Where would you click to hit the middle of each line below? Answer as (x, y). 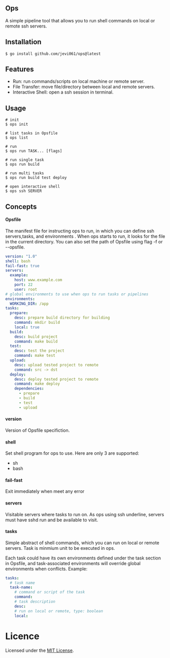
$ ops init (17, 124)
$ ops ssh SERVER (24, 191)
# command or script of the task (50, 592)
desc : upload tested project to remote (57, 365)
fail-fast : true (22, 266)
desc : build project (36, 337)
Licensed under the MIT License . (40, 650)
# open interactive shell (32, 187)
